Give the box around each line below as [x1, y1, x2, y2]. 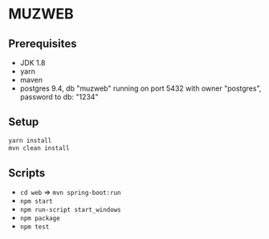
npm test [19, 223, 50, 231]
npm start [19, 197, 54, 205]
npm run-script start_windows [19, 206, 122, 214]
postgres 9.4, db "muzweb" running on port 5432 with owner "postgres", [19, 83, 262, 93]
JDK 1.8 [19, 58, 46, 67]
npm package [19, 214, 60, 223]
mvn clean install [8, 144, 70, 152]
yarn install [8, 136, 52, 144]
